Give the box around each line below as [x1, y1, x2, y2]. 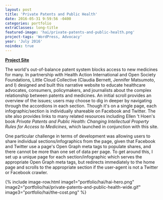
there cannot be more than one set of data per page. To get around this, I [5, 149, 153, 155]
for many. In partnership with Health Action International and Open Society [5, 71, 156, 77]
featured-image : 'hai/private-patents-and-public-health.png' [5, 30, 135, 35]
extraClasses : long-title [5, 25, 58, 30]
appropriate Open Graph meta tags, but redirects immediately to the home [5, 159, 155, 165]
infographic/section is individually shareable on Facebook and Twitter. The [5, 108, 156, 114]
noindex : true [5, 44, 34, 48]
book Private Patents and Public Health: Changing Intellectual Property [5, 118, 149, 124]
